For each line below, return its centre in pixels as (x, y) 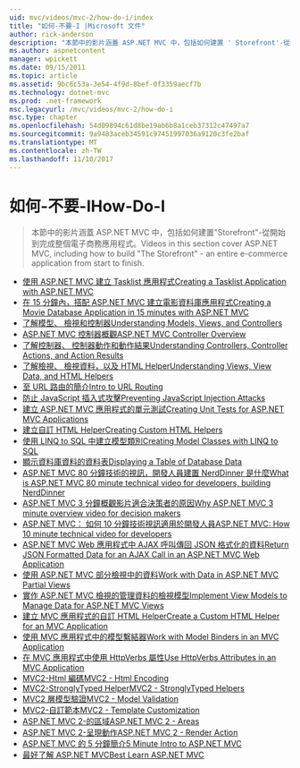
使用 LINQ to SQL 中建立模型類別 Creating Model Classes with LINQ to (150, 441)
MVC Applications (55, 419)
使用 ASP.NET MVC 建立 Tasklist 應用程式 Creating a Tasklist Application (154, 282)
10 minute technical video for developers (97, 534)
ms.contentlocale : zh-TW (55, 150)
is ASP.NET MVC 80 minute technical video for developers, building (146, 483)
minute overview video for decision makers (101, 513)
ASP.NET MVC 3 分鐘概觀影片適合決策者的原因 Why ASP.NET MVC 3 (148, 503)
